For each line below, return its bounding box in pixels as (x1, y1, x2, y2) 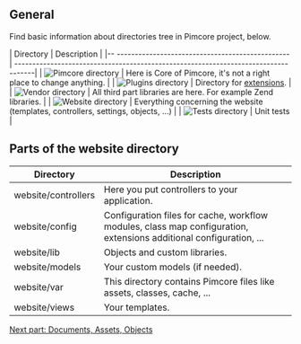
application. (103, 194, 153, 207)
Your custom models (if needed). (103, 260, 243, 273)
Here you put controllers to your (103, 183, 238, 196)
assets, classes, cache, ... (103, 287, 211, 299)
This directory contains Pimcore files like (103, 275, 275, 287)
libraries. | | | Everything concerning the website (9, 96, 263, 107)
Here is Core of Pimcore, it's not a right (125, 67, 271, 78)
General (9, 7, 56, 22)
